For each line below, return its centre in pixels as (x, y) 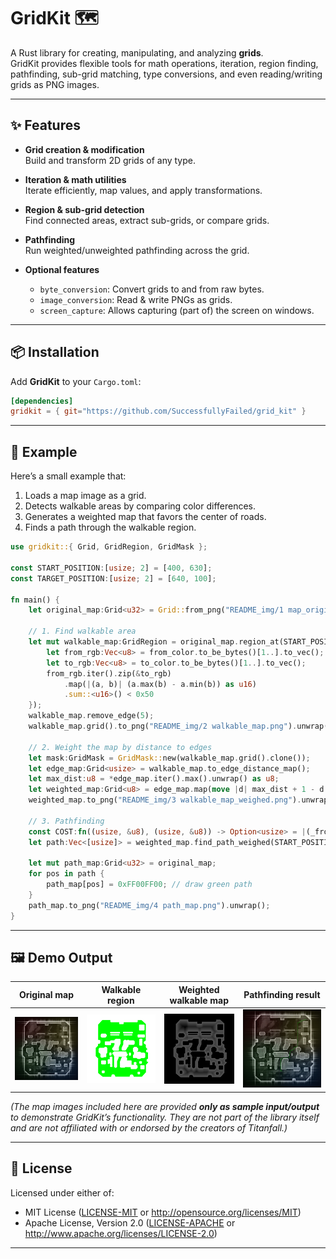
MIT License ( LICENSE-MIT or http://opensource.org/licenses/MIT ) (163, 1212)
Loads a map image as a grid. (85, 496)
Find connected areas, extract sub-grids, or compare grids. (147, 220)
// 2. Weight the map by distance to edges (120, 747)
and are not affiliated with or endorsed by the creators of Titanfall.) (149, 1127)
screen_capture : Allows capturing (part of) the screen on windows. (177, 310)
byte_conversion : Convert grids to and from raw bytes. (152, 289)
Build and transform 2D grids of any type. (110, 160)
